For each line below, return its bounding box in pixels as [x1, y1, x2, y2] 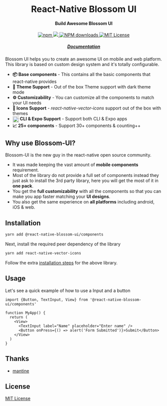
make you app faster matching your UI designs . [12, 193, 111, 199]
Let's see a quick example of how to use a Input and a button [5, 287, 131, 293]
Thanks [5, 354, 29, 363]
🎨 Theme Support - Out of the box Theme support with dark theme [12, 84, 151, 90]
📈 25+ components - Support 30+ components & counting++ [12, 122, 141, 128]
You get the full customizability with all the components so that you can [12, 188, 162, 194]
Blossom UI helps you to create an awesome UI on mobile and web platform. [5, 56, 162, 62]
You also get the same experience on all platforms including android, [12, 199, 155, 205]
